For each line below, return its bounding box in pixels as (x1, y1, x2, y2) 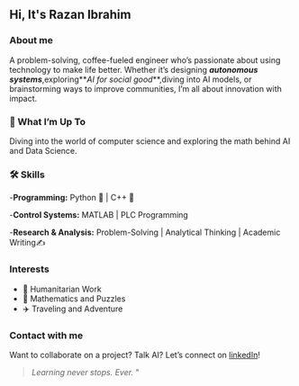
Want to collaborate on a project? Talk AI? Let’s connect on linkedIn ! (9, 349, 261, 360)
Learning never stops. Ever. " (31, 366, 140, 377)
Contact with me (9, 328, 84, 341)
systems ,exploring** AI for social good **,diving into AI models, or (9, 74, 252, 85)
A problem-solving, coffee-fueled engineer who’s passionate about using (9, 54, 281, 66)
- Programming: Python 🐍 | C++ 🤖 (9, 193, 135, 203)
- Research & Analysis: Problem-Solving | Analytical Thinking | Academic (9, 227, 281, 238)
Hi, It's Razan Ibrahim (9, 7, 131, 22)
